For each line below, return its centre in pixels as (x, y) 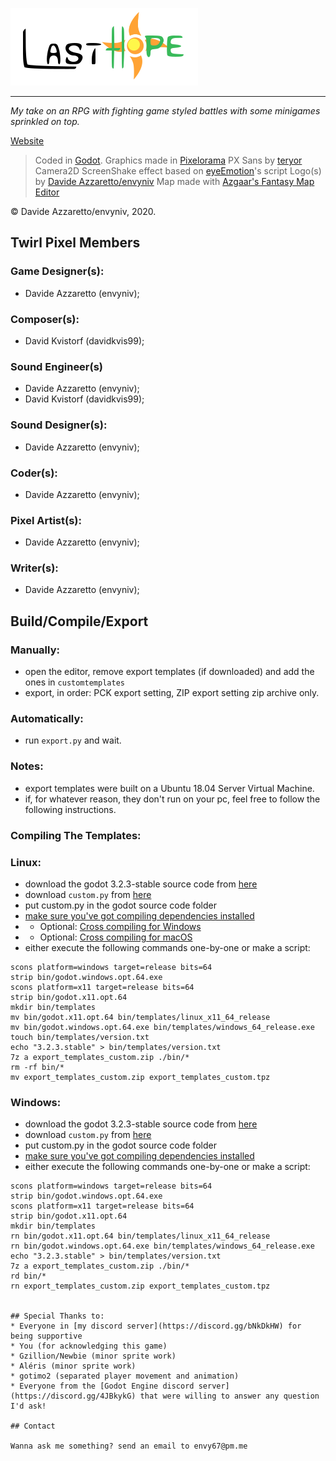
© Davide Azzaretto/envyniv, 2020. (83, 211)
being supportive (46, 1336)
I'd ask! (28, 1406)
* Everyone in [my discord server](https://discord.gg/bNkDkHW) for (156, 1326)
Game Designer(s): (57, 271)
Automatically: (47, 719)
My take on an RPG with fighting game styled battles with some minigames (165, 111)
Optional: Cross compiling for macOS (116, 937)
